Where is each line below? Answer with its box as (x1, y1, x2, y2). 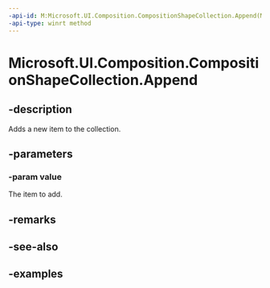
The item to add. (8, 189, 63, 199)
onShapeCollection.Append (8, 71, 198, 89)
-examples (8, 267, 63, 281)
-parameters (8, 147, 73, 160)
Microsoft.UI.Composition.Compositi (8, 54, 260, 72)
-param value (8, 171, 62, 182)
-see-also (8, 240, 59, 254)
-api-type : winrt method (8, 19, 92, 27)
